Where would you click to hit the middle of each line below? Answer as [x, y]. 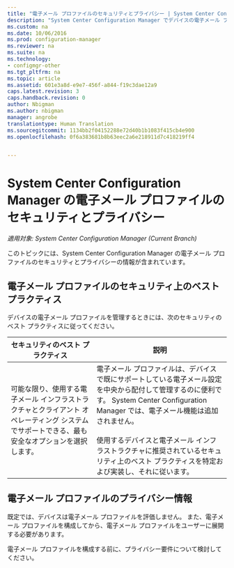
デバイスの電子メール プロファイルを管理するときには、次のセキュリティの [115, 317]
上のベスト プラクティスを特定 [167, 461]
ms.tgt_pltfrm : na [34, 72]
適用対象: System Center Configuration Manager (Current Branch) [102, 238]
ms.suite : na [26, 53]
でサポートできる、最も [49, 431]
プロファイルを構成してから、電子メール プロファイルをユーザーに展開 [122, 525]
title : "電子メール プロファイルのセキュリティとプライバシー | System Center [111, 14]
